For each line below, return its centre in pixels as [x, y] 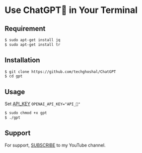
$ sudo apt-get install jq [33, 40]
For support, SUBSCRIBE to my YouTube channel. [55, 145]
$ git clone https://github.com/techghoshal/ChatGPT [60, 72]
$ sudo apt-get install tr [33, 44]
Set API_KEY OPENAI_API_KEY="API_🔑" [42, 104]
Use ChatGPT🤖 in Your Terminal [71, 10]
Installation [22, 60]
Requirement [25, 29]
